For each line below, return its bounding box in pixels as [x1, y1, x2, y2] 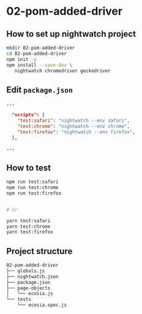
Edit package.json [6, 84, 73, 95]
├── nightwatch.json [6, 274, 59, 280]
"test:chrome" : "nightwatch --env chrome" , [17, 123, 130, 129]
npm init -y [6, 56, 37, 62]
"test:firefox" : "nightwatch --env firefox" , [17, 129, 136, 135]
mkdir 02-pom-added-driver [6, 45, 75, 51]
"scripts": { [12, 112, 45, 118]
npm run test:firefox [6, 190, 62, 196]
